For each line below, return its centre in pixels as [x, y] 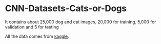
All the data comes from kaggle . [37, 36]
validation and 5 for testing [32, 27]
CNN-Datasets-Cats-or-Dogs [66, 8]
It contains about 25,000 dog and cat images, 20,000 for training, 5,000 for [80, 22]
